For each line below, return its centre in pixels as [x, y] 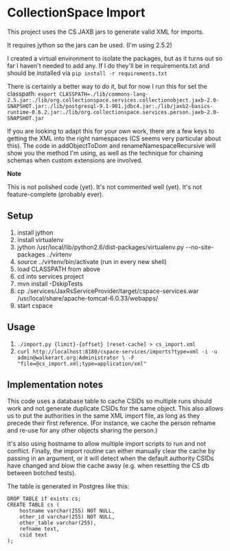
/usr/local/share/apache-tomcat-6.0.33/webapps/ [88, 298]
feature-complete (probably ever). [56, 194]
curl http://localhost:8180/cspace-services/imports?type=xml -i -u [117, 352]
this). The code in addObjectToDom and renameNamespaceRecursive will [112, 145]
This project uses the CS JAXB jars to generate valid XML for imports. [106, 32]
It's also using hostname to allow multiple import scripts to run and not [106, 444]
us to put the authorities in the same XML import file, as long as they [104, 416]
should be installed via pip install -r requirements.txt [87, 73]
